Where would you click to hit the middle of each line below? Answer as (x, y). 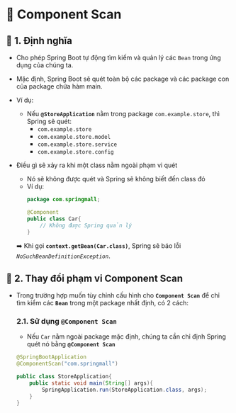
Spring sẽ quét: (49, 121)
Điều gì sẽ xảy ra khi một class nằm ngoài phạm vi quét (97, 165)
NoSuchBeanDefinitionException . (63, 256)
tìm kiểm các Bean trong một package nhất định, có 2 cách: (102, 303)
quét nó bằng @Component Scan (71, 344)
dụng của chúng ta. (45, 65)
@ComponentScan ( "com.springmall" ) (67, 364)
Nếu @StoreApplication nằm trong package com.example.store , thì (123, 114)
